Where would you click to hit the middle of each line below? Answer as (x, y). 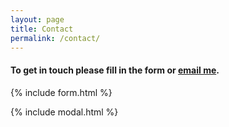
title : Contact (42, 29)
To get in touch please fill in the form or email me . (115, 70)
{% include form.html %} (61, 92)
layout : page (37, 19)
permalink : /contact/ (55, 38)
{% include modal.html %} (64, 112)
